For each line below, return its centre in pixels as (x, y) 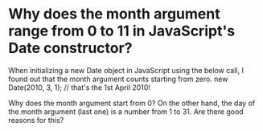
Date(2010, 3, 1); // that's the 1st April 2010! (80, 87)
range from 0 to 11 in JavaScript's (122, 31)
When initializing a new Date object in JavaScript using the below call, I (126, 70)
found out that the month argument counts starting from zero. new (118, 79)
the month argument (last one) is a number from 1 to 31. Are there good (126, 111)
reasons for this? (36, 120)
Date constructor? (70, 48)
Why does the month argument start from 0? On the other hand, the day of (132, 103)
